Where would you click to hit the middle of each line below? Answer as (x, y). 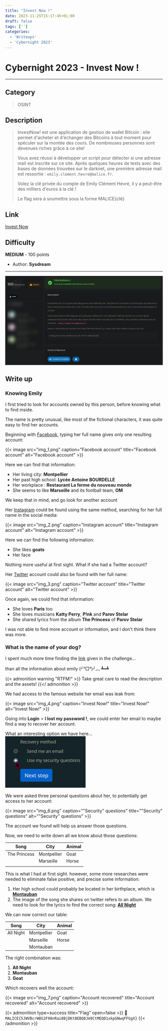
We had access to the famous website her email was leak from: (70, 694)
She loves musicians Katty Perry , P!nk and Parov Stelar (70, 614)
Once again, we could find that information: (50, 599)
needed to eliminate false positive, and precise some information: (72, 879)
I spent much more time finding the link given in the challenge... (70, 658)
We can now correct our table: (36, 914)
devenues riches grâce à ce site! (51, 149)
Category (20, 93)
